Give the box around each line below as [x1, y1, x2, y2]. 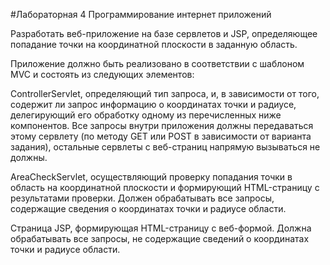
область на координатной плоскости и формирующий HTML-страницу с [10, 182, 320, 193]
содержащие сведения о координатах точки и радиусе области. [10, 203, 287, 214]
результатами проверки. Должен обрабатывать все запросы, [10, 192, 275, 204]
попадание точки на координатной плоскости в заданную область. [10, 39, 298, 50]
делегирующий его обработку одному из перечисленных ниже [10, 109, 282, 121]
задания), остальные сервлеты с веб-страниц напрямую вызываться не [10, 141, 321, 153]
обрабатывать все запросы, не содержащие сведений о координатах [10, 233, 310, 244]
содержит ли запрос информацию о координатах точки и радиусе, [10, 99, 297, 110]
